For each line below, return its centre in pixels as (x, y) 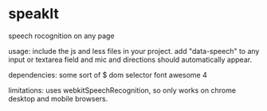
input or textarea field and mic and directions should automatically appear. (130, 59)
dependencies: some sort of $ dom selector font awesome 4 (108, 75)
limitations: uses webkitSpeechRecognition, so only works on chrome (122, 90)
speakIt (34, 14)
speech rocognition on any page (61, 36)
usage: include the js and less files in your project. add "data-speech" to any (134, 51)
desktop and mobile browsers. (58, 98)
